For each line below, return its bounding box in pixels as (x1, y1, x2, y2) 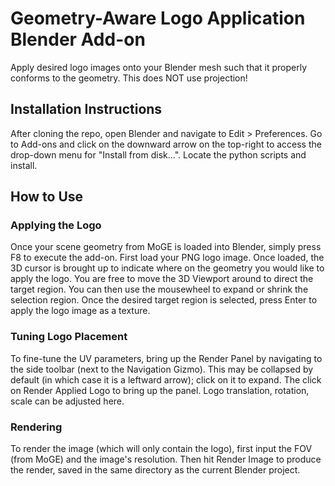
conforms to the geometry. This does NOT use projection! (10, 72, 248, 84)
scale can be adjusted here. (10, 395, 125, 407)
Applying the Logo (10, 218, 102, 232)
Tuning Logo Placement (10, 330, 128, 344)
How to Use (10, 188, 84, 206)
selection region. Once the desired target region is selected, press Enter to (10, 294, 318, 306)
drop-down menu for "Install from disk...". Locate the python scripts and (10, 148, 307, 161)
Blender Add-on (10, 28, 146, 51)
